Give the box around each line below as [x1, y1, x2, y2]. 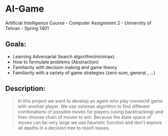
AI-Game [5, 3, 44, 15]
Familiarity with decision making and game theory [12, 64, 117, 70]
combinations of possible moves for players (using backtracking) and [17, 109, 163, 115]
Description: [5, 84, 46, 93]
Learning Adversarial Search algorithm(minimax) [12, 53, 115, 59]
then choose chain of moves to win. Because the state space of [17, 114, 152, 120]
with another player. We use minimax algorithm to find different [17, 103, 150, 109]
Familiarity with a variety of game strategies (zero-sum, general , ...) [12, 70, 155, 76]
